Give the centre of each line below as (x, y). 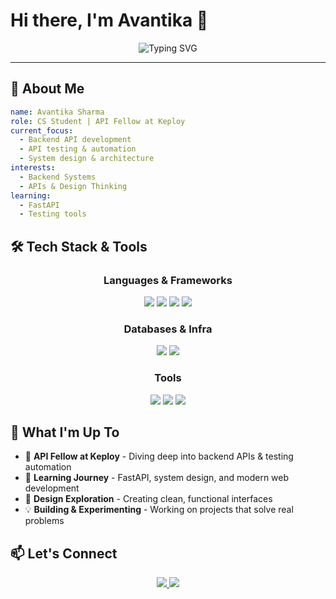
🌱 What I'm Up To (65, 432)
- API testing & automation (78, 149)
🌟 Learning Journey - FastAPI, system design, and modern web (157, 478)
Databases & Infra (168, 329)
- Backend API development (75, 140)
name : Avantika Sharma (57, 112)
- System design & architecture (87, 159)
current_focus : (42, 130)
